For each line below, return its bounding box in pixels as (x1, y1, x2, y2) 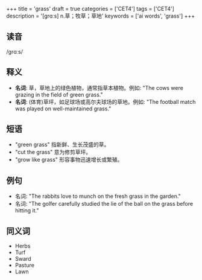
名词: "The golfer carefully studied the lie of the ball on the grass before (14, 200, 194, 208)
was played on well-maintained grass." (14, 105, 112, 112)
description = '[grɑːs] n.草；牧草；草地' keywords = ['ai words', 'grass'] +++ (6, 12, 195, 19)
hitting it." (14, 207, 39, 214)
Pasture (14, 262, 35, 269)
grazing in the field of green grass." (14, 91, 104, 98)
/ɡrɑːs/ (6, 48, 23, 55)
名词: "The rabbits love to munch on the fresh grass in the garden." (14, 192, 181, 200)
